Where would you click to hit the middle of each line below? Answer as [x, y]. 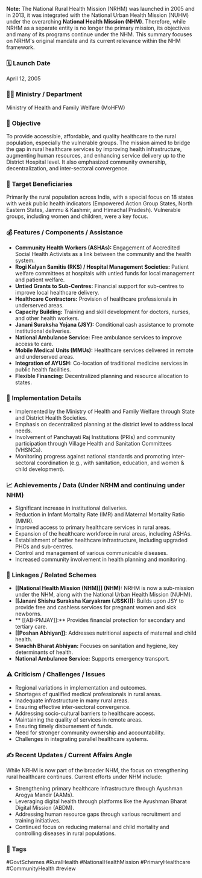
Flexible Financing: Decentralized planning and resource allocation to [102, 376]
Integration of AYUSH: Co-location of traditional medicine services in [101, 363]
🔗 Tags [17, 849]
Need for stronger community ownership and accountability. [90, 732]
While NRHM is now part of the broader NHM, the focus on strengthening [97, 770]
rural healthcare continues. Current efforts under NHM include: [84, 777]
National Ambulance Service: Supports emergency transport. [92, 659]
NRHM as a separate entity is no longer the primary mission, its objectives [98, 28]
